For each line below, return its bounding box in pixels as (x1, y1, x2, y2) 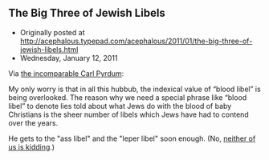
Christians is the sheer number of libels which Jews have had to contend (8, 110, 249, 119)
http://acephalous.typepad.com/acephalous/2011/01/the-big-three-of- (19, 36, 253, 46)
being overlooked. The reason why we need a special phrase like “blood (8, 92, 247, 102)
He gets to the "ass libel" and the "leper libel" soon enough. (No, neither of (8, 134, 256, 143)
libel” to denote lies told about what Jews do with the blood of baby (8, 101, 232, 110)
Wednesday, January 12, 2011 (19, 53, 118, 62)
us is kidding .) (8, 142, 55, 151)
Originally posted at (19, 27, 85, 37)
